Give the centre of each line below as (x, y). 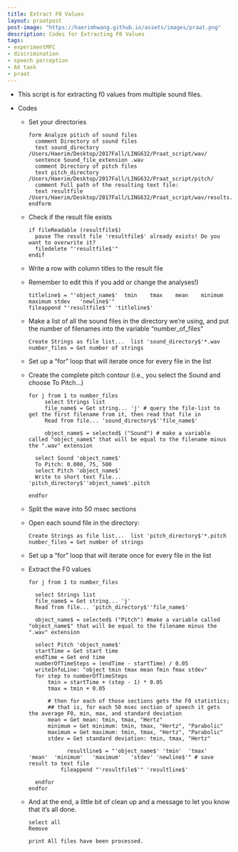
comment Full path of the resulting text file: (107, 185)
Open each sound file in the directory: (84, 523)
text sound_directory (67, 147)
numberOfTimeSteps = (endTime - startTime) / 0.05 (112, 663)
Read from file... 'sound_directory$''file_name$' (121, 421)
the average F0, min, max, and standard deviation (105, 713)
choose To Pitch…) (56, 382)
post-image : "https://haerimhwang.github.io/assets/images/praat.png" (114, 27)
